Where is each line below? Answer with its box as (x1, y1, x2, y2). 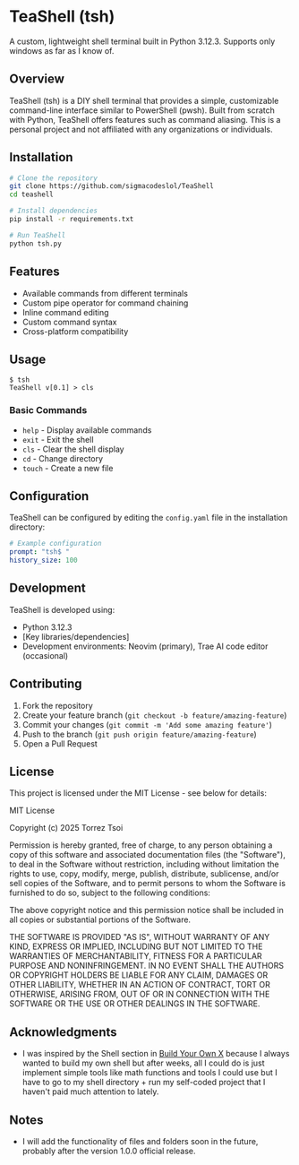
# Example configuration (9, 539, 102, 548)
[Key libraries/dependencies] (21, 631, 130, 642)
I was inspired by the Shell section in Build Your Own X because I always (21, 1048, 290, 1059)
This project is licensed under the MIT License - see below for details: (9, 788, 267, 798)
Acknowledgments (9, 1024, 118, 1040)
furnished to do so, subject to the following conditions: (9, 887, 210, 898)
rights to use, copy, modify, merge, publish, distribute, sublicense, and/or (9, 868, 279, 879)
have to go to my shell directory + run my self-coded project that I (21, 1077, 266, 1088)
